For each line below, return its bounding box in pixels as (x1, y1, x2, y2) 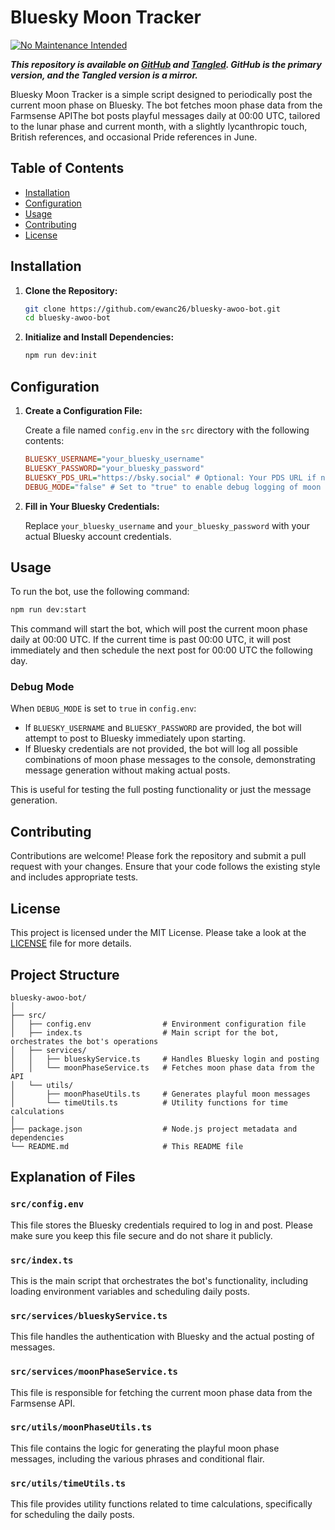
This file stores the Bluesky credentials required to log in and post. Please (10, 1219, 313, 1231)
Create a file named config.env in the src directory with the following (24, 424, 310, 436)
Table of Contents (10, 160, 125, 177)
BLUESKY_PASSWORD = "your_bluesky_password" (24, 463, 205, 473)
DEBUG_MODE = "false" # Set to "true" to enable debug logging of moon (24, 482, 322, 492)
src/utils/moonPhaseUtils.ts (10, 1422, 153, 1433)
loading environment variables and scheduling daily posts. (10, 1285, 250, 1297)
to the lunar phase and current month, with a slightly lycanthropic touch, (10, 120, 308, 132)
